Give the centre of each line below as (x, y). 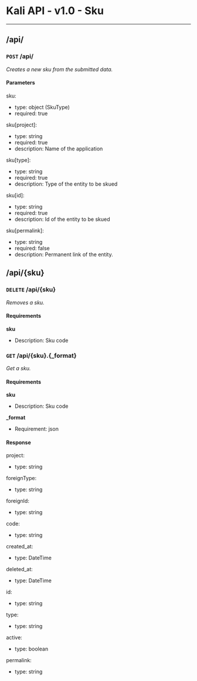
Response (18, 442)
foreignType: (21, 478)
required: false (32, 248)
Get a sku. (18, 368)
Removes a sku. (26, 302)
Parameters (21, 83)
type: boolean (31, 649)
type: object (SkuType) (42, 107)
